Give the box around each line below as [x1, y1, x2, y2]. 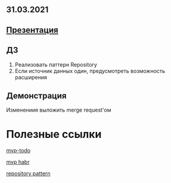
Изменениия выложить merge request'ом [6, 106, 111, 113]
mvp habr [6, 159, 30, 166]
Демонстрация [6, 90, 67, 100]
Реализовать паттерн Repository [14, 61, 97, 68]
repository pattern [6, 170, 51, 177]
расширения [14, 74, 48, 81]
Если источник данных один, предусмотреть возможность [14, 67, 166, 74]
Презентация [6, 25, 58, 35]
